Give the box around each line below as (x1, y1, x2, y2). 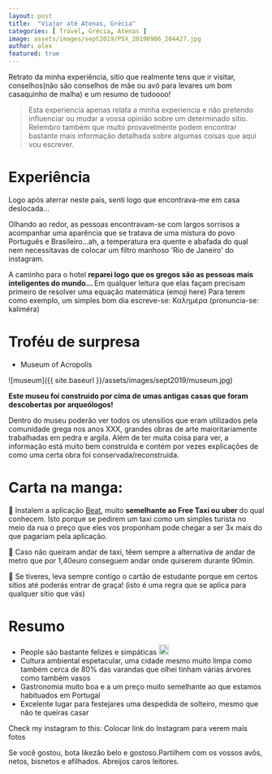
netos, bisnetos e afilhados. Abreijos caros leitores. (8, 756, 180, 766)
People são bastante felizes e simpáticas (19, 647, 157, 657)
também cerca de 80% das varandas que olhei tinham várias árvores (19, 664, 252, 674)
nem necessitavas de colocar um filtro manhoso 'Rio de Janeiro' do (8, 245, 234, 254)
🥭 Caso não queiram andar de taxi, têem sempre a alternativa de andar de (8, 546, 256, 557)
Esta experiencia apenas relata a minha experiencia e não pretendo (28, 105, 254, 115)
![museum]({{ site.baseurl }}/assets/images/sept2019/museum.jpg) (8, 375, 233, 385)
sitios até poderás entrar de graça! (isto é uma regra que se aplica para (8, 580, 246, 589)
